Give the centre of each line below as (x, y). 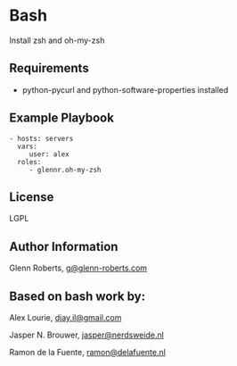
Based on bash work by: (77, 296)
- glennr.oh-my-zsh (65, 170)
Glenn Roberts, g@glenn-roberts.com (78, 268)
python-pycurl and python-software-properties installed (125, 89)
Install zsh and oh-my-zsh (57, 40)
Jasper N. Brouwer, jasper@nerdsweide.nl (87, 335)
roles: (29, 162)
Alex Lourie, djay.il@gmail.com (65, 317)
